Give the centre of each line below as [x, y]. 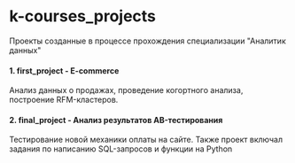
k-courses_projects [83, 16]
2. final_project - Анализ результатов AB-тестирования [116, 120]
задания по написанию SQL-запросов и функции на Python [121, 149]
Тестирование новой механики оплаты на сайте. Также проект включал [146, 140]
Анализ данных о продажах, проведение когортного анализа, [126, 90]
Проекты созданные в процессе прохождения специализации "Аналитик [147, 41]
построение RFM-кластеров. [64, 100]
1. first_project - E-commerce [64, 70]
